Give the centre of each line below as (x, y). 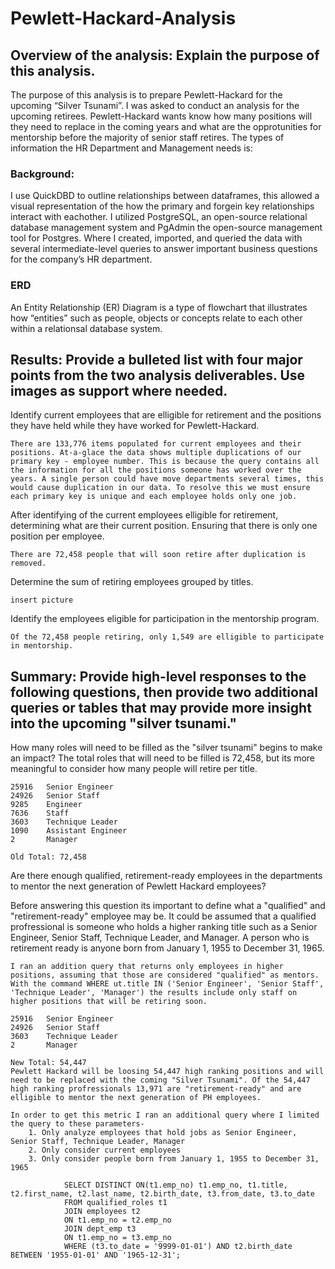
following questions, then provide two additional (164, 692)
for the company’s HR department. (81, 259)
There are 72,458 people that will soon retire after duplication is (158, 555)
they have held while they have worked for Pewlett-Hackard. (135, 426)
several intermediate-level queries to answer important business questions (164, 249)
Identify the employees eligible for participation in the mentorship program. (165, 619)
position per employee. (57, 536)
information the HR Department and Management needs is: (132, 148)
